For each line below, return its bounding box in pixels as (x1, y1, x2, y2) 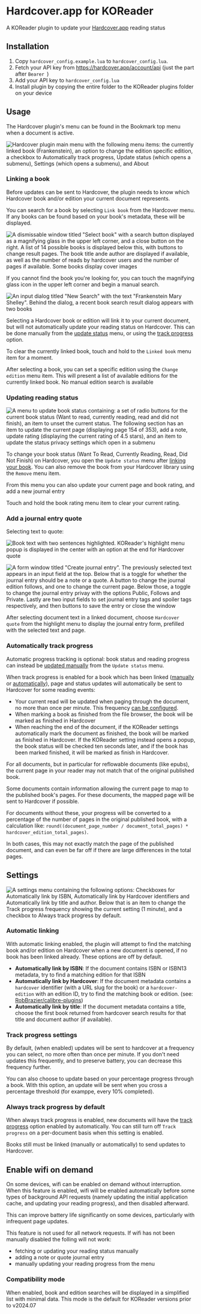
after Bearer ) (14, 70, 49, 77)
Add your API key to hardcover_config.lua (14, 76, 120, 83)
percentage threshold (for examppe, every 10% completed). (6, 1088, 155, 1095)
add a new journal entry (6, 488, 65, 495)
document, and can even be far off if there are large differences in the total (6, 846, 191, 853)
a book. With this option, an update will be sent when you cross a (6, 1082, 167, 1089)
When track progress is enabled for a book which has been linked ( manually (6, 673, 194, 680)
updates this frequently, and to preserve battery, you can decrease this (6, 1057, 182, 1064)
